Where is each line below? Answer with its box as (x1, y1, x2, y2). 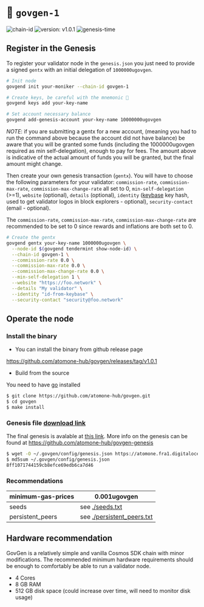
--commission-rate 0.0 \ (12, 257, 75, 263)
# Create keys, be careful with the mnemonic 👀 (6, 94, 129, 101)
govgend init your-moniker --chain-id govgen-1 (6, 83, 129, 90)
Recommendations (6, 477, 64, 485)
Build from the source (15, 369, 70, 377)
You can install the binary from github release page (15, 346, 143, 353)
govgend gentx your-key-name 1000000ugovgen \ (6, 240, 126, 246)
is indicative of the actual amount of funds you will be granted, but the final (6, 154, 194, 161)
